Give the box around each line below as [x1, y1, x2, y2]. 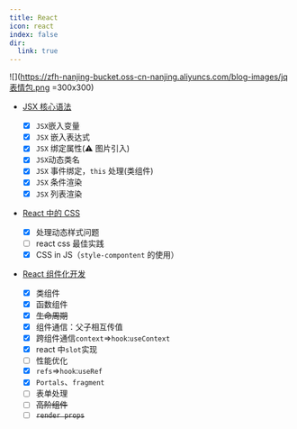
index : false [9, 30, 58, 39]
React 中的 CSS [22, 207, 81, 218]
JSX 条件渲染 [35, 177, 83, 187]
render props [35, 411, 85, 420]
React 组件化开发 [22, 268, 86, 279]
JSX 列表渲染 [35, 188, 83, 199]
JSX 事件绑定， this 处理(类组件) [35, 166, 154, 177]
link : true [17, 47, 58, 56]
